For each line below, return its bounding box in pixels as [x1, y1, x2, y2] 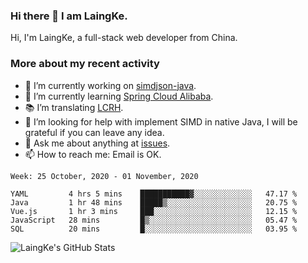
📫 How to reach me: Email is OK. [24, 148, 162, 160]
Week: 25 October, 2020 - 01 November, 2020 [10, 171, 199, 181]
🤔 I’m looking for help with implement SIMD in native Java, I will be [24, 115, 298, 128]
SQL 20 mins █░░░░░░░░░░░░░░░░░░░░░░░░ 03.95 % [10, 224, 298, 234]
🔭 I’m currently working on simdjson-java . [24, 79, 197, 91]
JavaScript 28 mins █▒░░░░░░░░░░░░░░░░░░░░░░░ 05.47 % [10, 215, 298, 225]
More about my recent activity [10, 57, 160, 71]
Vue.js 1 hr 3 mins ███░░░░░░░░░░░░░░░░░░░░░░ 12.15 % [10, 206, 298, 216]
